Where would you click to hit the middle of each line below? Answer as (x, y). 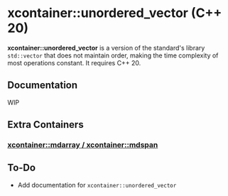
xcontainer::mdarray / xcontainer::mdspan (83, 145)
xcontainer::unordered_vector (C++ (115, 13)
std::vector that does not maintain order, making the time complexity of (113, 55)
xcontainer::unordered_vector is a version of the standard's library (106, 48)
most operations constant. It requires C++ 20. (74, 62)
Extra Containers (45, 125)
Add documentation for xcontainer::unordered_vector (97, 185)
